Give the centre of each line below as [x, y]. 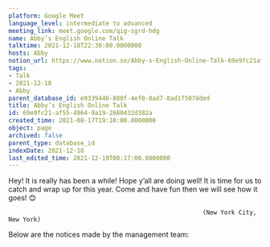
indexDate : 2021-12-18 [46, 150]
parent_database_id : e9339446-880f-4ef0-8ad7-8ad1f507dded [109, 98]
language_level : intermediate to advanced [80, 23]
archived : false [35, 135]
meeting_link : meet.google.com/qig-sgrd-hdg [84, 31]
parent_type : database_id [51, 143]
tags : [17, 68]
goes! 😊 [22, 198]
